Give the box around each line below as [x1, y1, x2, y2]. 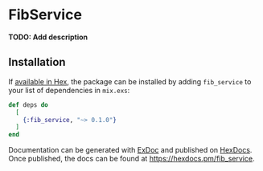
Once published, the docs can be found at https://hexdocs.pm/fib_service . [8, 154, 255, 164]
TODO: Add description [8, 32, 88, 42]
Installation [8, 55, 66, 69]
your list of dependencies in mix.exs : [8, 85, 130, 95]
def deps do [8, 100, 48, 109]
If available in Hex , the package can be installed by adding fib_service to [8, 76, 252, 86]
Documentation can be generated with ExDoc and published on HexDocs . [8, 145, 253, 155]
